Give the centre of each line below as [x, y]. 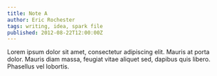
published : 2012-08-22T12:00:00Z [55, 33]
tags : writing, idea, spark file [55, 26]
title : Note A [28, 13]
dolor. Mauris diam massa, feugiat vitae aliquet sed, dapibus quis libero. [109, 60]
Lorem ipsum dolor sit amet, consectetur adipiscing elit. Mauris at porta [108, 52]
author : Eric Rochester [41, 20]
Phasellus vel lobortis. [38, 66]
